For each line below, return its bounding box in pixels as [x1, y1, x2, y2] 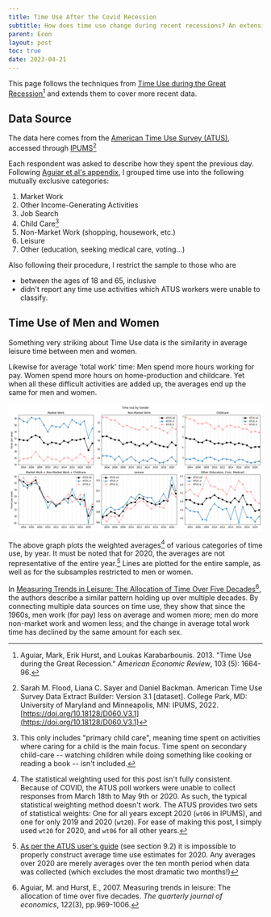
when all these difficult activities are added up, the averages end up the [8, 379, 247, 389]
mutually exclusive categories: [8, 176, 110, 185]
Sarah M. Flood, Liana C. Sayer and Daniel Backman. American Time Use [19, 682, 263, 693]
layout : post [8, 39, 52, 47]
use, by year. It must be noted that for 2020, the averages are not [8, 548, 226, 558]
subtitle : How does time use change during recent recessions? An [8, 21, 236, 30]
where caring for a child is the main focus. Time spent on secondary [19, 741, 248, 751]
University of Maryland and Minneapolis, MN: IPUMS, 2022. [19, 700, 219, 710]
